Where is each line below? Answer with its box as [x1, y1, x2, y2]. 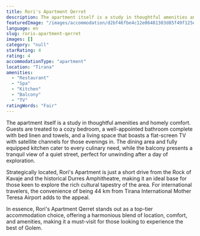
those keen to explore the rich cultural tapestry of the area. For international [6, 181, 192, 188]
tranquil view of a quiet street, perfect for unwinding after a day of [6, 150, 168, 158]
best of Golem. [6, 224, 43, 231]
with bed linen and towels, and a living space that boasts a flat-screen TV [6, 131, 186, 139]
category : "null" [6, 42, 49, 48]
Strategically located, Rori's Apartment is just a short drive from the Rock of [6, 168, 192, 175]
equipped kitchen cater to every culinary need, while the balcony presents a [6, 144, 193, 152]
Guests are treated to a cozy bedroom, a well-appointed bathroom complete [6, 125, 193, 133]
